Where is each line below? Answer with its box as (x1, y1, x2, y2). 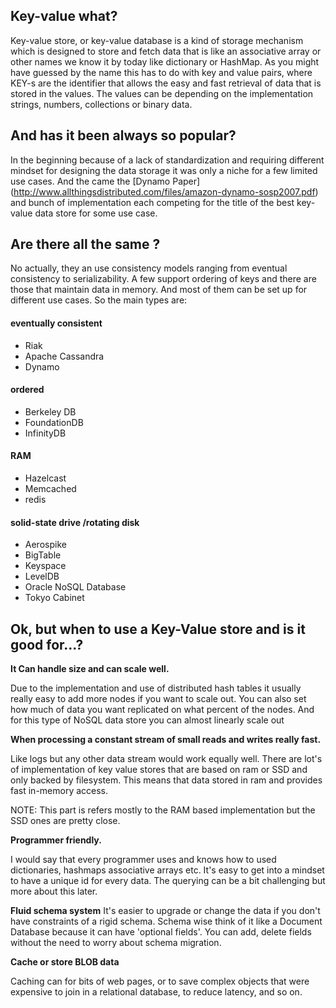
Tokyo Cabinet (24, 592, 85, 604)
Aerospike (24, 539, 67, 551)
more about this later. (10, 885, 98, 898)
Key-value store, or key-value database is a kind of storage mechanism (10, 34, 304, 46)
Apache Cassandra (24, 350, 105, 362)
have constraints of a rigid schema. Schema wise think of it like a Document (10, 915, 323, 928)
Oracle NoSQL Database (24, 581, 127, 593)
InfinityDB (24, 427, 67, 439)
